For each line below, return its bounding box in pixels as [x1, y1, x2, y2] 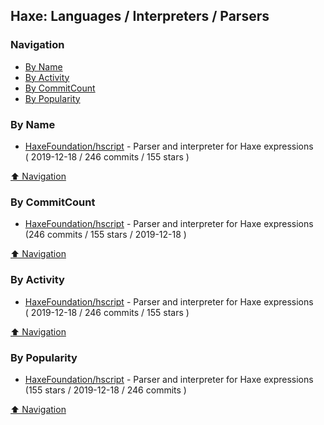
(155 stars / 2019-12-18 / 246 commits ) [24, 384, 187, 396]
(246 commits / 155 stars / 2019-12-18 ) [24, 229, 187, 241]
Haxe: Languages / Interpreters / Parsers [10, 8, 270, 25]
